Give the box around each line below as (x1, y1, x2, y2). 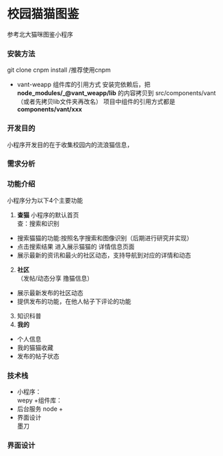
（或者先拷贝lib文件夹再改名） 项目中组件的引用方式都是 (16, 97, 176, 106)
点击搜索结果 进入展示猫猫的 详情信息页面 (16, 242, 135, 251)
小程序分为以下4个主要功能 (7, 196, 83, 204)
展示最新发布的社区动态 (16, 288, 83, 296)
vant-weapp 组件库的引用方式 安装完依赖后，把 (16, 80, 150, 89)
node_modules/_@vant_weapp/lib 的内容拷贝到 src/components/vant (16, 89, 216, 97)
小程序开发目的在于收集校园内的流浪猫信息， (7, 140, 133, 149)
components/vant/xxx (16, 105, 82, 114)
